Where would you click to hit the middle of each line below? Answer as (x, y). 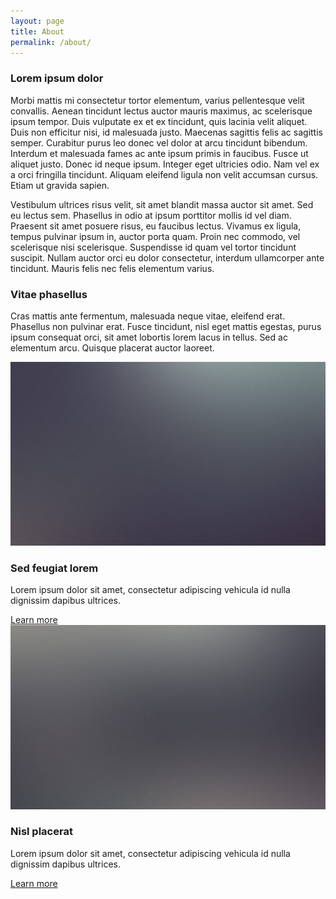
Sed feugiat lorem (54, 568)
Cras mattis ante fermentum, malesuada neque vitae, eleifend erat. (148, 316)
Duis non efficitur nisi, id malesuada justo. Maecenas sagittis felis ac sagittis (166, 132)
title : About (37, 31)
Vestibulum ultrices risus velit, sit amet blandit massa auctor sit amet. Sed (162, 204)
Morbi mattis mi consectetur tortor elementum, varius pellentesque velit (157, 100)
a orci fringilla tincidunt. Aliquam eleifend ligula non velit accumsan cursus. (164, 174)
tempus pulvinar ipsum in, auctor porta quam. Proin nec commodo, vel (155, 236)
